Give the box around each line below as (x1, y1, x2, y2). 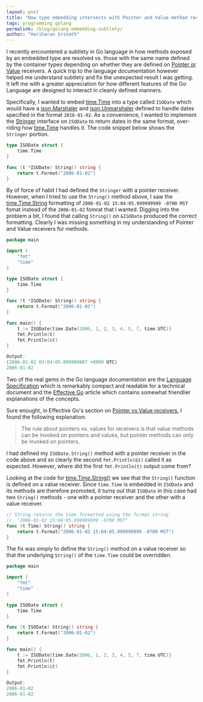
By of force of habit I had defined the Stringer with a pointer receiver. (6, 187, 180, 194)
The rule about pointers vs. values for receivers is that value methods (21, 425, 195, 432)
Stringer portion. (6, 131, 50, 138)
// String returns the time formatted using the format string (6, 512, 169, 518)
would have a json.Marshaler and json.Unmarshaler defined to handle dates (6, 105, 195, 112)
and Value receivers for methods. (6, 225, 89, 233)
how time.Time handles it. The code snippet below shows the (22, 124, 175, 131)
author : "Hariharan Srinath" (6, 31, 80, 38)
